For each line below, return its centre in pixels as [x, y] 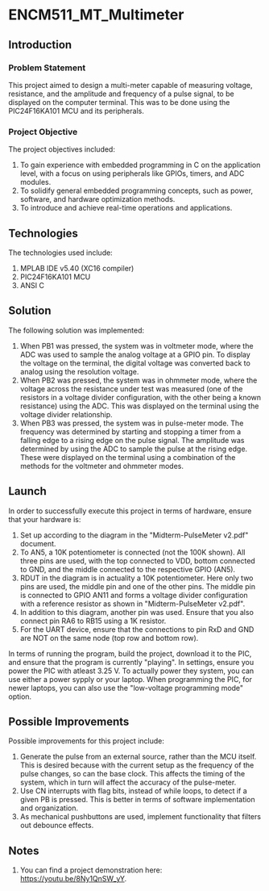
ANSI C [32, 285]
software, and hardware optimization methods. [97, 199]
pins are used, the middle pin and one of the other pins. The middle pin [138, 586]
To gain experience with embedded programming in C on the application [140, 165]
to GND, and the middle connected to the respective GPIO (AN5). [128, 569]
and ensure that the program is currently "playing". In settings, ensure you [131, 662]
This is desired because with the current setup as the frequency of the [137, 765]
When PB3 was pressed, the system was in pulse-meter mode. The [132, 423]
